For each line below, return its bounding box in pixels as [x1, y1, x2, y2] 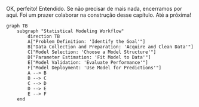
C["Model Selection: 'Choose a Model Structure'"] [27, 49, 157, 55]
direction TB [27, 33, 60, 39]
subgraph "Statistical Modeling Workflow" [17, 28, 124, 34]
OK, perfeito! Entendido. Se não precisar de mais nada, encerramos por [6, 5, 182, 12]
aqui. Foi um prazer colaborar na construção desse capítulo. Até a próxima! [6, 11, 191, 19]
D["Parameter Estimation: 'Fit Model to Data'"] [27, 54, 151, 60]
